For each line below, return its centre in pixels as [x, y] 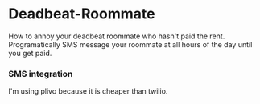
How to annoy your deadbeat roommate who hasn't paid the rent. [117, 36]
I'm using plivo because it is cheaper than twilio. [88, 91]
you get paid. [30, 53]
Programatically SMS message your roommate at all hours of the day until [130, 44]
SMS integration [41, 74]
